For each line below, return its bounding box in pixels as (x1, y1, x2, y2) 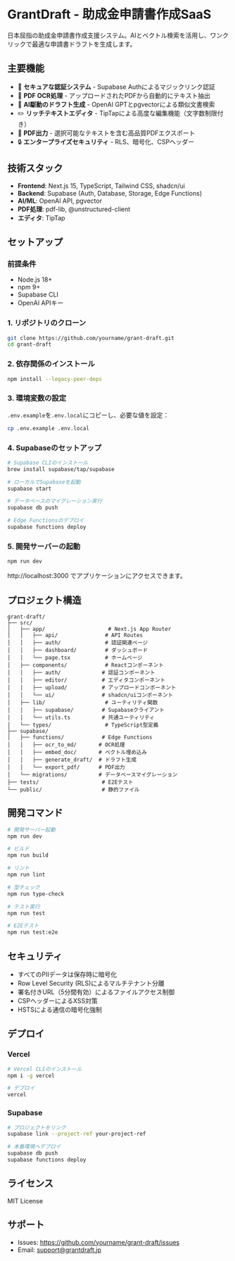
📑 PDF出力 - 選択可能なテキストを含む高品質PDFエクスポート (17, 128, 196, 137)
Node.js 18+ (17, 275, 53, 284)
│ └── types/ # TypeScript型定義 (7, 721, 159, 729)
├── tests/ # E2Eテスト (7, 779, 134, 786)
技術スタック (7, 163, 63, 175)
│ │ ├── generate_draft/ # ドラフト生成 (7, 756, 137, 763)
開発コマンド (7, 807, 63, 819)
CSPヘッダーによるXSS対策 (17, 997, 98, 1005)
